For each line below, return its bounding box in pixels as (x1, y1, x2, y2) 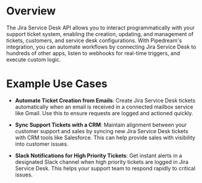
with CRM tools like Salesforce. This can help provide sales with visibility (14, 134, 196, 141)
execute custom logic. (6, 56, 62, 63)
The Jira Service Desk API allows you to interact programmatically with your (6, 24, 195, 31)
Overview (6, 4, 56, 18)
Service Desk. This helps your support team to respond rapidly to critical (14, 164, 196, 172)
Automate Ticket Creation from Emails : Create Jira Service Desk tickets (14, 97, 196, 104)
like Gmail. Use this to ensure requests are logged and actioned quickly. (14, 109, 194, 116)
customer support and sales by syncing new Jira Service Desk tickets (14, 127, 189, 134)
